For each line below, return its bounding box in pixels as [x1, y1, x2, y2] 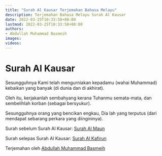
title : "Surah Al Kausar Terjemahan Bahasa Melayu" [5, 7, 117, 13]
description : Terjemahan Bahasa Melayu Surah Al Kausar [5, 12, 126, 17]
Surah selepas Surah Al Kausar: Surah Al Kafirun [5, 135, 107, 141]
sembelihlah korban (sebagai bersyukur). [5, 100, 91, 106]
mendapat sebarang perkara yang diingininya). [5, 115, 103, 121]
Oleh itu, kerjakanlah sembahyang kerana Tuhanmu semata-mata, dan [5, 95, 152, 101]
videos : [5, 41, 22, 46]
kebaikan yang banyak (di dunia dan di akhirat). [5, 85, 105, 91]
